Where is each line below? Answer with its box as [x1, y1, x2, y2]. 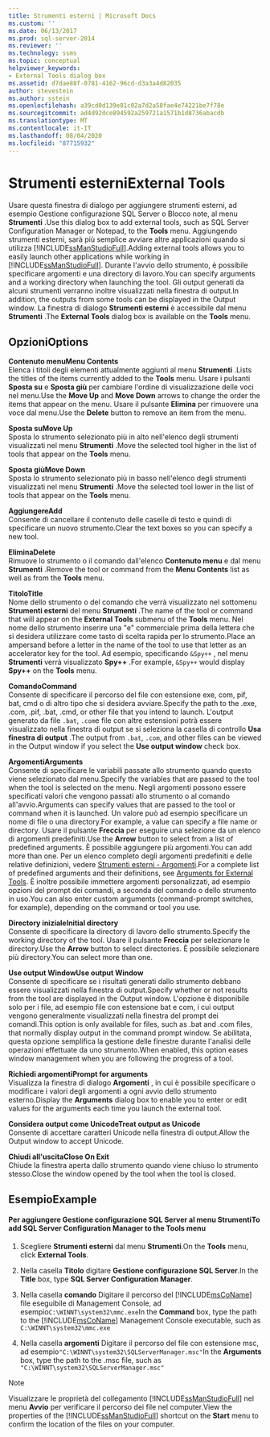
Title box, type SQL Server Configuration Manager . [19, 1274, 193, 1284]
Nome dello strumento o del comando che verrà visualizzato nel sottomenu [8, 597, 257, 607]
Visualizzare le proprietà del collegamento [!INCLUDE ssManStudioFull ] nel [8, 1393, 255, 1403]
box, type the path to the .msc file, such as [19, 1355, 162, 1364]
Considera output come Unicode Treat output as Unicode [8, 1119, 201, 1129]
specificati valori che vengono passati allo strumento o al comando [8, 791, 231, 801]
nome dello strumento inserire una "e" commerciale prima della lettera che [8, 623, 255, 633]
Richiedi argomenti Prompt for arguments [8, 1069, 149, 1079]
